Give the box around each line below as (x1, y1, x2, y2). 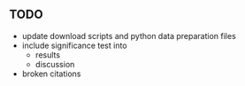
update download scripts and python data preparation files (21, 30, 236, 41)
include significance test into (21, 40, 127, 51)
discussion (34, 59, 75, 69)
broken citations (21, 68, 81, 79)
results (34, 49, 60, 60)
